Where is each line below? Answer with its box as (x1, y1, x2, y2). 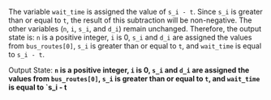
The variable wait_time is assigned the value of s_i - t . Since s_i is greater (8, 7, 264, 16)
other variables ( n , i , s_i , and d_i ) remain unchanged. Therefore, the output (8, 24, 262, 33)
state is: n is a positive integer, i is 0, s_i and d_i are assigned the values (8, 32, 252, 42)
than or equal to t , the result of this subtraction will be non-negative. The (8, 15, 252, 25)
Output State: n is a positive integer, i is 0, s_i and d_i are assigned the (8, 65, 250, 75)
